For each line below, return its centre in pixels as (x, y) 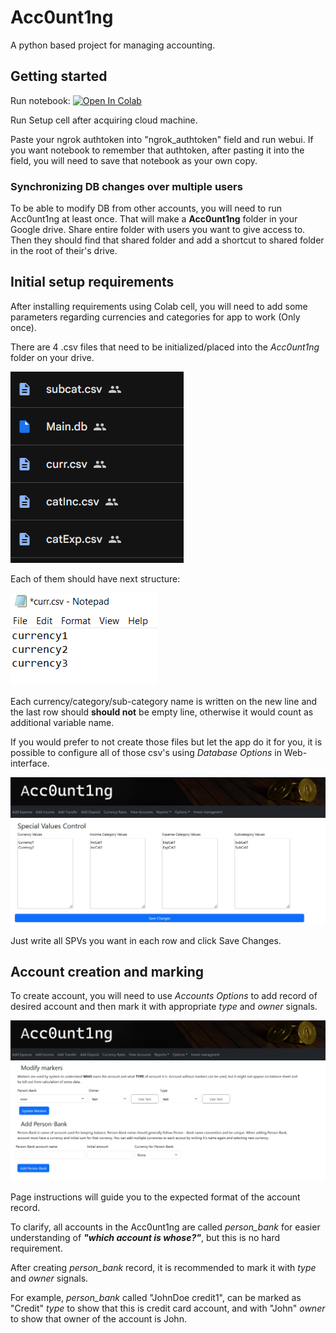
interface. (30, 763)
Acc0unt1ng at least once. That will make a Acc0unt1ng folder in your (154, 219)
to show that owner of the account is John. (98, 1318)
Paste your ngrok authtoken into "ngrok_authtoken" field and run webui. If (162, 139)
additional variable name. (62, 722)
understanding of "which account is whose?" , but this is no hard (145, 1237)
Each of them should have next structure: (95, 578)
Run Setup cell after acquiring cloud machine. (104, 120)
